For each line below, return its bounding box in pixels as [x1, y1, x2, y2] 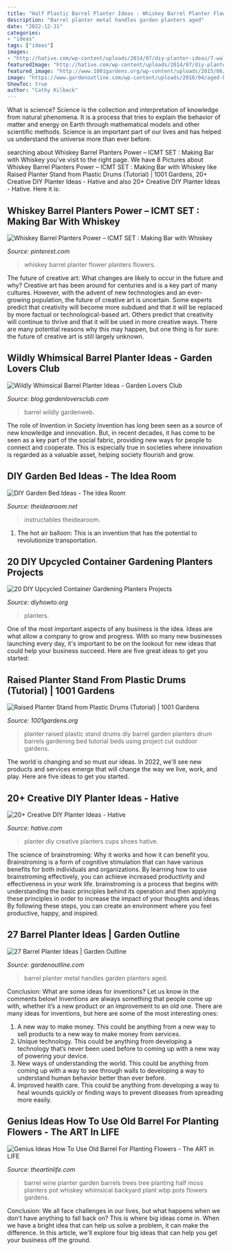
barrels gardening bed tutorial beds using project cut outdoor [23, 737, 198, 745]
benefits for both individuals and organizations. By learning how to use [7, 865, 208, 873]
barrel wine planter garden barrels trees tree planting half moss [23, 1178, 204, 1187]
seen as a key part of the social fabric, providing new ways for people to [7, 436, 212, 444]
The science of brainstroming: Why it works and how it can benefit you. [7, 851, 210, 859]
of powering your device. [16, 1051, 89, 1060]
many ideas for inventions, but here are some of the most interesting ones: [7, 1009, 219, 1017]
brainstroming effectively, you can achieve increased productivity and [7, 873, 205, 881]
